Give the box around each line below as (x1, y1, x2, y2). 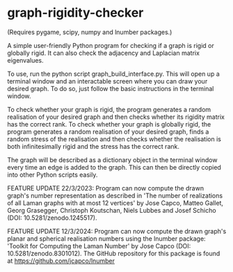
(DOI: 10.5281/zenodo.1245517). (7, 214, 97, 222)
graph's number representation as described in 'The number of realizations (7, 191, 223, 200)
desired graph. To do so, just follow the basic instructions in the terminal (7, 84, 214, 93)
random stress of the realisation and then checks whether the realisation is (7, 134, 221, 143)
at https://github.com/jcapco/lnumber (7, 256, 115, 265)
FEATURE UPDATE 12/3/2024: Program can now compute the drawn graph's (7, 227, 227, 235)
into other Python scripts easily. (7, 170, 98, 179)
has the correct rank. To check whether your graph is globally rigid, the (7, 120, 211, 128)
